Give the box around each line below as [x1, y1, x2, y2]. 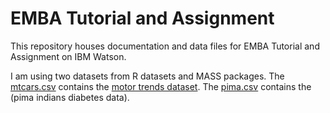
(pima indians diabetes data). [10, 91, 130, 103]
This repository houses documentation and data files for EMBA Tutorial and [10, 40, 320, 52]
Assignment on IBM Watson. [10, 50, 127, 62]
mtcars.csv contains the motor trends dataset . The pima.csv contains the [10, 80, 312, 92]
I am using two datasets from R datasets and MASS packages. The [10, 70, 285, 82]
